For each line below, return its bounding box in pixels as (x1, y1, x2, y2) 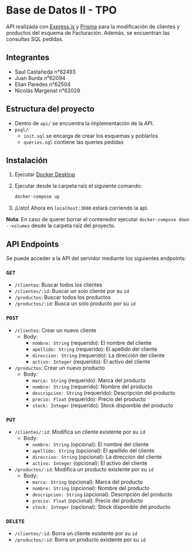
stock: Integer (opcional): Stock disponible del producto (32, 503, 171, 510)
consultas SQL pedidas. (6, 35, 63, 42)
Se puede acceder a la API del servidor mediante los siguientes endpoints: (6, 255, 186, 262)
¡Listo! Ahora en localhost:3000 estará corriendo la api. (14, 204, 149, 212)
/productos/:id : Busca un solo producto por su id (14, 300, 136, 307)
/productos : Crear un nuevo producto (14, 364, 105, 371)
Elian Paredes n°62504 (14, 81, 71, 88)
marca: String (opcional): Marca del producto (32, 478, 143, 485)
